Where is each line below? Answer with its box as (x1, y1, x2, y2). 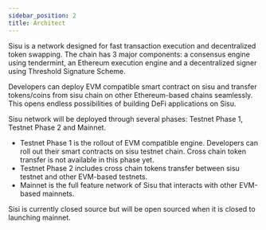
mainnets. (42, 189, 75, 198)
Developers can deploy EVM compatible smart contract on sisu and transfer (8, 81, 257, 92)
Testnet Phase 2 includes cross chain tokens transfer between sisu (19, 163, 241, 173)
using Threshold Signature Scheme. (8, 66, 126, 76)
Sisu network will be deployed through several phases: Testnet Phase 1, (8, 114, 244, 123)
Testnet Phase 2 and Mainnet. (8, 123, 106, 132)
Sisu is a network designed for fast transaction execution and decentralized (8, 41, 256, 50)
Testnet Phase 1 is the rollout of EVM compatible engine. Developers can (19, 138, 259, 147)
